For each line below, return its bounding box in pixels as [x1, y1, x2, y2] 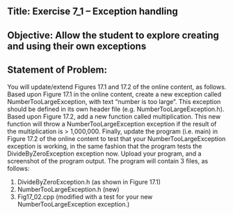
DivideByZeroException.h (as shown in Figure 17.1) [17, 177, 161, 186]
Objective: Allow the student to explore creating [7, 29, 219, 41]
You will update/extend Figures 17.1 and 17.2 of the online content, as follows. [7, 82, 227, 91]
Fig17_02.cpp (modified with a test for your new [17, 192, 153, 201]
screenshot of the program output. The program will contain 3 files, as [7, 156, 209, 165]
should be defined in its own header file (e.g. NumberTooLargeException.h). [7, 105, 225, 113]
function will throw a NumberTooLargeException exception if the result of [7, 119, 217, 128]
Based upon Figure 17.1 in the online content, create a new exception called [7, 90, 222, 98]
